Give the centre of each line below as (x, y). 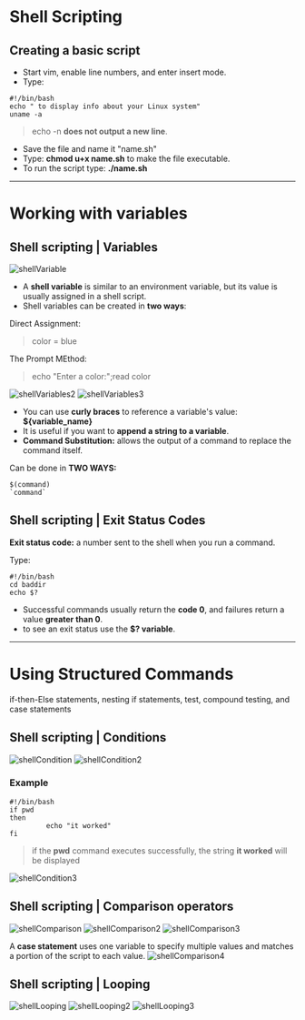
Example (29, 783)
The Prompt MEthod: (49, 359)
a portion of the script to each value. (78, 955)
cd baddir (28, 584)
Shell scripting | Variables (84, 247)
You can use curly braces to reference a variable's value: (130, 412)
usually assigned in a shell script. (84, 296)
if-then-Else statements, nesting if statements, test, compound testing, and (150, 699)
